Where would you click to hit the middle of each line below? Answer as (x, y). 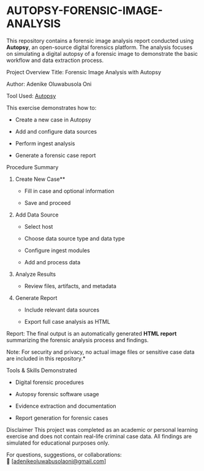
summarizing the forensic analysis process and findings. (77, 340)
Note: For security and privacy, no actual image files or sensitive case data (100, 352)
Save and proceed (47, 202)
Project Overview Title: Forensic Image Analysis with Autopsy (84, 72)
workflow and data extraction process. (55, 60)
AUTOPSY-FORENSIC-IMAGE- (85, 11)
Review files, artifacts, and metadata (70, 286)
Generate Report (36, 297)
